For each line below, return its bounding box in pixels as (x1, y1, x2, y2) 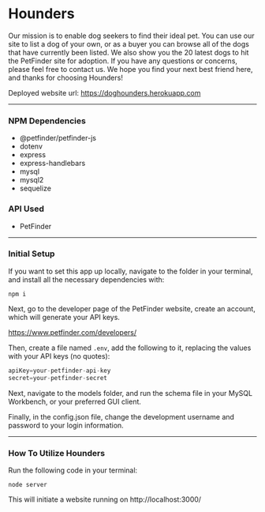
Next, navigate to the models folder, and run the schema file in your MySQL (8, 388, 253, 397)
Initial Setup (8, 248, 55, 259)
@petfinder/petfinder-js (19, 134, 97, 143)
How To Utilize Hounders (8, 447, 105, 458)
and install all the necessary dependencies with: (8, 274, 165, 284)
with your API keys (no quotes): (8, 351, 110, 360)
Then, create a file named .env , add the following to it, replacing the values (8, 343, 252, 352)
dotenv (19, 141, 43, 151)
